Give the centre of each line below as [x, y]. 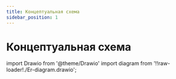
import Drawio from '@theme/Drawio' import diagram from [79, 63]
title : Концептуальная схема [43, 12]
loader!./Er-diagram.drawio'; [41, 70]
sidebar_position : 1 [32, 17]
